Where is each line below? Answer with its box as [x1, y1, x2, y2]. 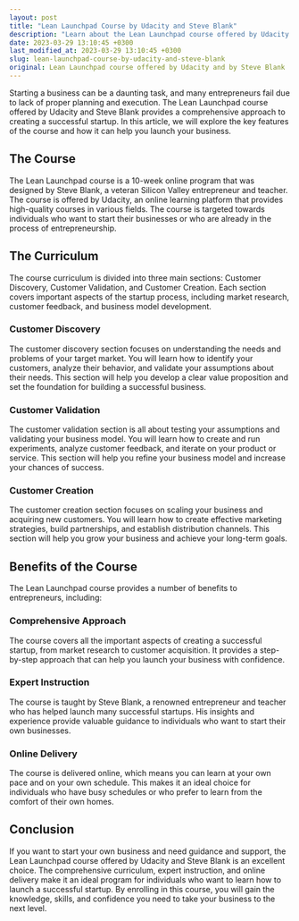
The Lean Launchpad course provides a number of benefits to [9, 583, 238, 594]
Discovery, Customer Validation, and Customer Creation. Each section [9, 282, 267, 292]
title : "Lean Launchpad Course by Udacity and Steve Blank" [9, 21, 238, 30]
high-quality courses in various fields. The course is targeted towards [9, 203, 265, 215]
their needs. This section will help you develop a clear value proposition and [9, 372, 288, 383]
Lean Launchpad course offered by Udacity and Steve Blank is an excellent [9, 855, 286, 866]
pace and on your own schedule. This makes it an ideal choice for [9, 777, 252, 788]
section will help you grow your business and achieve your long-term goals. [9, 533, 288, 544]
